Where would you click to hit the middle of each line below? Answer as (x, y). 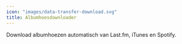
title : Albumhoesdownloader (42, 17)
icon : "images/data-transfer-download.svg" (62, 12)
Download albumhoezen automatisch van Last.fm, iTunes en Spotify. (91, 34)
